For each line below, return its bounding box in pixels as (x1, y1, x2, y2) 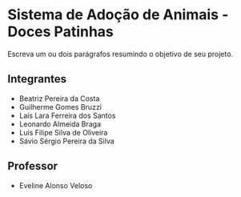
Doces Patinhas (7, 22, 114, 41)
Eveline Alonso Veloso (18, 180, 93, 190)
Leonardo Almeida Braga (18, 119, 102, 129)
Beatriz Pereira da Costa (18, 94, 100, 103)
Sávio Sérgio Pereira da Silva (18, 136, 115, 146)
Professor (7, 159, 58, 173)
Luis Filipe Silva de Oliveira (18, 127, 108, 137)
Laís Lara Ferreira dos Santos (18, 111, 116, 120)
